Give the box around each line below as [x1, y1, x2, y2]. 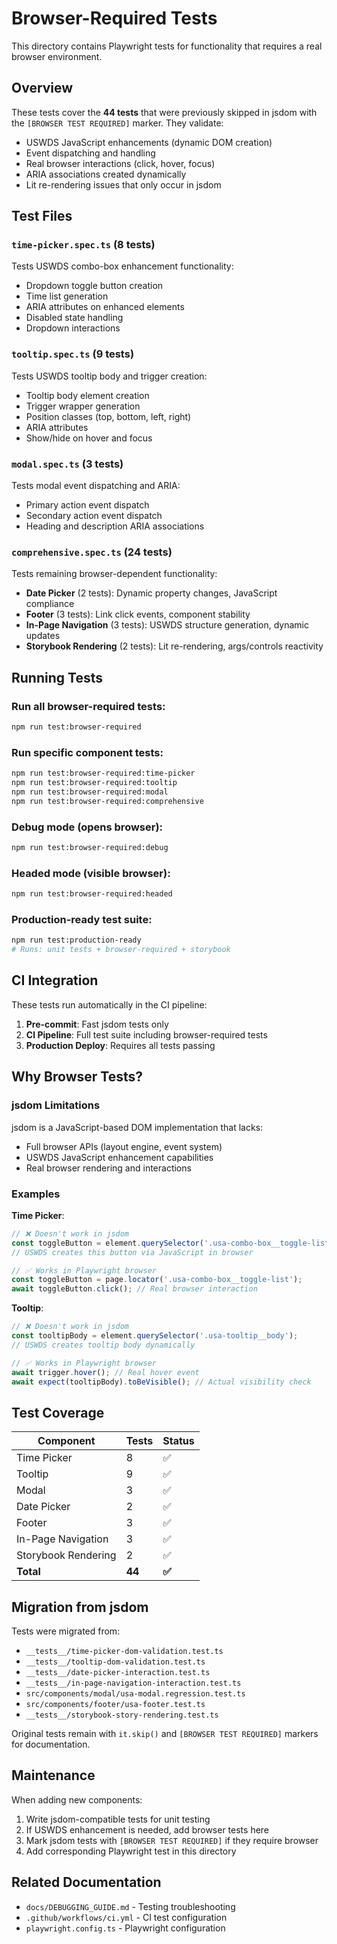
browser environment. [11, 50, 103, 62]
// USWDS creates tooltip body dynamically [11, 1340, 196, 1350]
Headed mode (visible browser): [11, 866, 171, 880]
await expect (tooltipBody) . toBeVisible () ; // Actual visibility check [11, 1377, 312, 1387]
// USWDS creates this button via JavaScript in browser [11, 1247, 254, 1257]
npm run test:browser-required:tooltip [11, 778, 178, 788]
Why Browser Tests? [11, 1068, 143, 1086]
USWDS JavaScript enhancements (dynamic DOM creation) [25, 136, 273, 148]
